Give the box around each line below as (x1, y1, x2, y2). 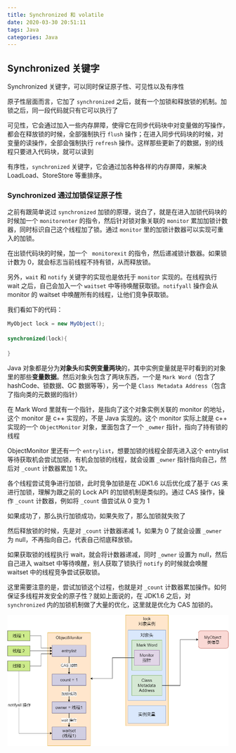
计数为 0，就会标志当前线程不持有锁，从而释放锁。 (7, 258, 155, 267)
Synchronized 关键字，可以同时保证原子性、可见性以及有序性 (7, 82, 185, 91)
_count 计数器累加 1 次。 (20, 464, 91, 472)
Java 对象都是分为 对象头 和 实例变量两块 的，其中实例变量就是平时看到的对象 (7, 363, 226, 372)
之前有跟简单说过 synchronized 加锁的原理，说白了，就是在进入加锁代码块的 (7, 208, 227, 216)
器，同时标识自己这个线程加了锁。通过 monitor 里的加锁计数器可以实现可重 (7, 225, 223, 234)
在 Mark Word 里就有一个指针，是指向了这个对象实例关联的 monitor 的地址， (7, 405, 228, 413)
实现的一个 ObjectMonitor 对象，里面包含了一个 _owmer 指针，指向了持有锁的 (7, 422, 228, 431)
